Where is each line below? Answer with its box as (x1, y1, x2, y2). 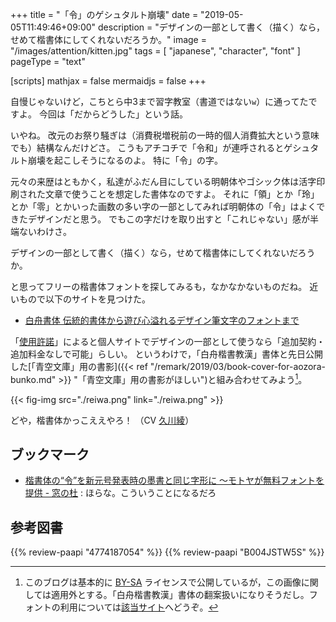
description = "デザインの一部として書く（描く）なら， (98, 21, 325, 33)
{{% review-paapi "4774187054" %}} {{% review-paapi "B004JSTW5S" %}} (10, 546, 325, 558)
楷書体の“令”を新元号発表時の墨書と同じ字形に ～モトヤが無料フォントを (24, 474, 325, 487)
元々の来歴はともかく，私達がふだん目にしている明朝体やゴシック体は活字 (10, 176, 317, 187)
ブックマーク (10, 446, 90, 463)
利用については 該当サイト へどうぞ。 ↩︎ (59, 601, 219, 613)
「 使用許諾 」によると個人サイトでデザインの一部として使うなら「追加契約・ (10, 336, 326, 347)
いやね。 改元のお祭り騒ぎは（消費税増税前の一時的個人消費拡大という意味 (10, 129, 320, 141)
